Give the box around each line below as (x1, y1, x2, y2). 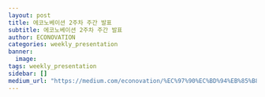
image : (15, 56, 37, 63)
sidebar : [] (8, 70, 47, 77)
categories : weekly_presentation (8, 41, 118, 48)
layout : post (8, 11, 51, 20)
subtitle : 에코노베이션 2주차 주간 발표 (8, 26, 123, 34)
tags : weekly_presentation (8, 63, 97, 70)
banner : (8, 48, 34, 56)
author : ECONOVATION (8, 33, 77, 41)
